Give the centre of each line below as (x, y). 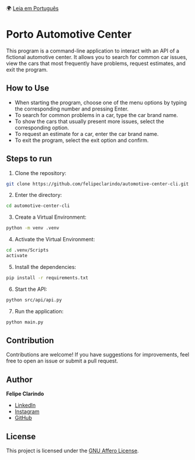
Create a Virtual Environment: (51, 217)
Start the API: (31, 289)
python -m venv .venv (33, 228)
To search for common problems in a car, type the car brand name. (96, 115)
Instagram (27, 412)
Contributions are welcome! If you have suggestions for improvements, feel (98, 355)
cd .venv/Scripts (27, 250)
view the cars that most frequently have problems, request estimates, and (96, 63)
